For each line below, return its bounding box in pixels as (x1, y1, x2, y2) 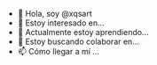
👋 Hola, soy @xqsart (17, 9, 93, 18)
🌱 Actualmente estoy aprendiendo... (17, 27, 149, 37)
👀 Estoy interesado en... (17, 18, 105, 28)
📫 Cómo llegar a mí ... (17, 47, 100, 56)
